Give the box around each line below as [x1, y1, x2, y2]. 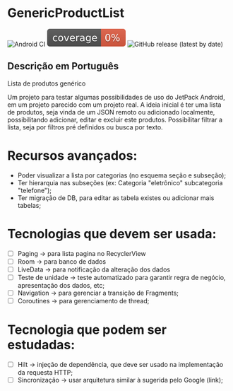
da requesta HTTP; [17, 368, 73, 376]
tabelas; [17, 201, 41, 209]
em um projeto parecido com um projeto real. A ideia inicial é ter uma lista [7, 100, 222, 109]
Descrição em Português [7, 60, 119, 72]
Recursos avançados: [7, 147, 138, 163]
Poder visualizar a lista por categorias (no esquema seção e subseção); [17, 171, 227, 180]
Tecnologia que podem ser [7, 322, 167, 338]
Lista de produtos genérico [7, 79, 86, 88]
